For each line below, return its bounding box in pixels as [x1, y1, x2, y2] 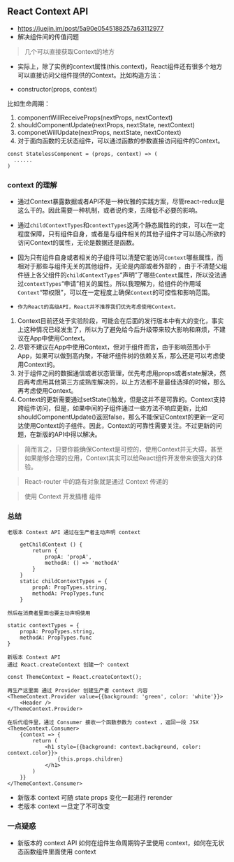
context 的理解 [7, 180, 57, 189]
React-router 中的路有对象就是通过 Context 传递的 [24, 477, 169, 486]
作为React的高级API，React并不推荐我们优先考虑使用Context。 [17, 303, 180, 310]
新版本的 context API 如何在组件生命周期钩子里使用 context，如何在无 [17, 838, 219, 847]
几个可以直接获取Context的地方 [24, 47, 115, 55]
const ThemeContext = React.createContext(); [7, 674, 142, 681]
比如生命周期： [7, 99, 50, 108]
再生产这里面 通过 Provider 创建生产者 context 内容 [7, 687, 148, 694]
